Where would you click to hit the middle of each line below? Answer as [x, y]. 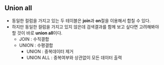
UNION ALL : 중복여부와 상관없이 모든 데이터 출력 [74, 57]
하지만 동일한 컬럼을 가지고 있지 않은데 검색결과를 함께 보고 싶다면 [75, 27]
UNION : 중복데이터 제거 [50, 51]
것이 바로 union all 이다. [40, 33]
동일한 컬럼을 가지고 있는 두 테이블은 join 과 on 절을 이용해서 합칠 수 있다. [81, 20]
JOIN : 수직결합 [34, 39]
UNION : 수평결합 [36, 45]
